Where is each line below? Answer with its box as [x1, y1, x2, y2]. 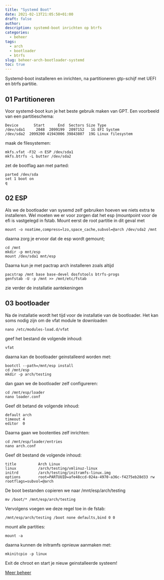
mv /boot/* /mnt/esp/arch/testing [5, 497, 76, 502]
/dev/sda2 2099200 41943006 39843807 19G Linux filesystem [5, 131, 133, 136]
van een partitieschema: [5, 113, 54, 119]
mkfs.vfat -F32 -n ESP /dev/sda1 [5, 150, 74, 154]
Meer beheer [5, 569, 31, 576]
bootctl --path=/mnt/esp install [5, 363, 74, 368]
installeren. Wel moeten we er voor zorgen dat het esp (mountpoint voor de [5, 212, 157, 218]
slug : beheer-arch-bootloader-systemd [5, 58, 84, 62]
